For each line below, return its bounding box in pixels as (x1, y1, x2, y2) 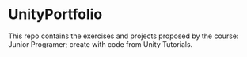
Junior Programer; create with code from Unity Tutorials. (8, 39, 193, 48)
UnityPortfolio (8, 5, 103, 23)
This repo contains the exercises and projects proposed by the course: (8, 31, 239, 41)
